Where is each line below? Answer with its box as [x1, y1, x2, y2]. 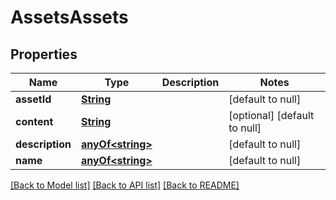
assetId [15, 92, 52, 106]
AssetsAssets [10, 6, 129, 29]
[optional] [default [228, 109, 315, 122]
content [15, 115, 54, 128]
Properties [10, 46, 78, 63]
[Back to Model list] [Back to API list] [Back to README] [10, 179, 240, 191]
